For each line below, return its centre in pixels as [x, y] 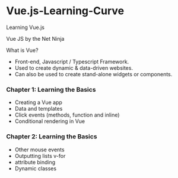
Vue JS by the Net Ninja [35, 38]
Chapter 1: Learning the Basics [51, 89]
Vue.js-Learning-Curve [65, 11]
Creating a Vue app [38, 102]
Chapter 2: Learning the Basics [52, 137]
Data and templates [39, 109]
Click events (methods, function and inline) [67, 115]
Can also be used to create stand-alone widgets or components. [93, 74]
